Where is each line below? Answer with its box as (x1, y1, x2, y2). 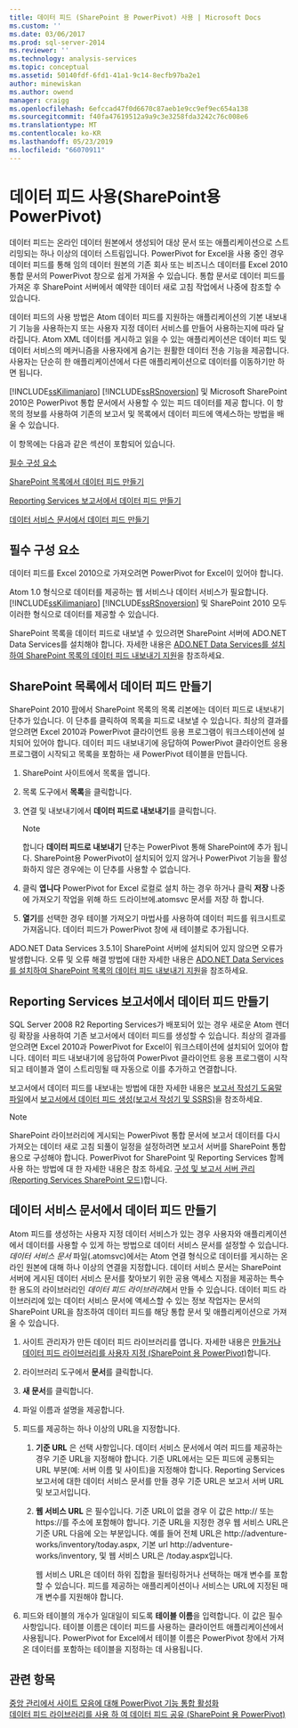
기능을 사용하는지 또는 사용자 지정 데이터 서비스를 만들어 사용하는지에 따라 (18, 322, 276, 333)
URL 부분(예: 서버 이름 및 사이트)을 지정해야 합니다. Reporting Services (35, 1464, 286, 1475)
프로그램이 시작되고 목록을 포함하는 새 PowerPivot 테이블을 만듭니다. (9, 749, 248, 760)
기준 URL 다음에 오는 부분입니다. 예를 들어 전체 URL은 (35, 1528, 222, 1538)
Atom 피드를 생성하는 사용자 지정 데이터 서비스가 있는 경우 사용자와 (9, 1228, 242, 1239)
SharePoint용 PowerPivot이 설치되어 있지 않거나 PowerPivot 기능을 (34, 852, 271, 864)
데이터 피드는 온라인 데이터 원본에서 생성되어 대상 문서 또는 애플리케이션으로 (9, 237, 273, 248)
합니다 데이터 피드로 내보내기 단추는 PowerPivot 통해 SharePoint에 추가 (21, 842, 272, 852)
